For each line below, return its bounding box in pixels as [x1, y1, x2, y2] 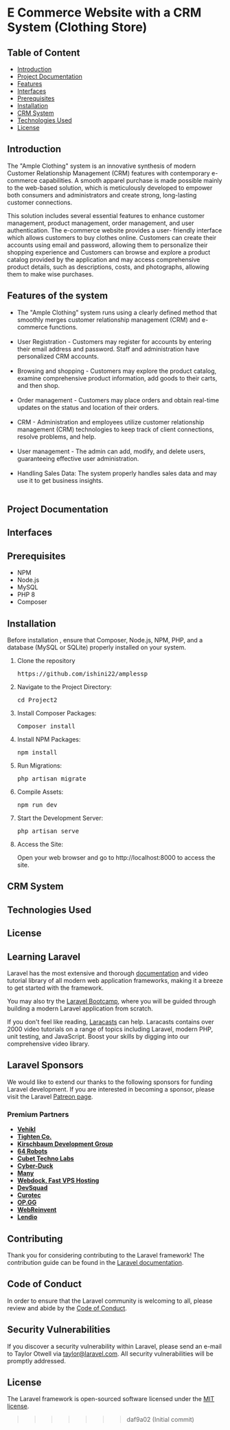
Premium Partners [7, 1109, 69, 1119]
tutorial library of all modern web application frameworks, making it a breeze [7, 977, 223, 985]
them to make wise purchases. [7, 270, 94, 278]
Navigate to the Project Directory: [16, 683, 112, 691]
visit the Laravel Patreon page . [7, 1092, 93, 1101]
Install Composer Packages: [16, 709, 97, 717]
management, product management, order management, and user [7, 219, 194, 227]
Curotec [16, 1191, 41, 1200]
